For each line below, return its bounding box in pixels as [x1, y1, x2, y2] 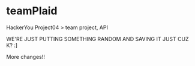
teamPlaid [6, 4, 58, 18]
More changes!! [6, 53, 45, 60]
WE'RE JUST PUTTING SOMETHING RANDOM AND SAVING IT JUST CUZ [6, 35, 189, 42]
